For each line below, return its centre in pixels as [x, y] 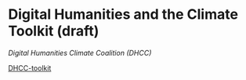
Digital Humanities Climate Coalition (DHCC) [80, 53]
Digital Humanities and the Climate [123, 15]
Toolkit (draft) [54, 31]
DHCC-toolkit [30, 67]
